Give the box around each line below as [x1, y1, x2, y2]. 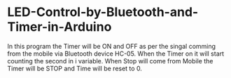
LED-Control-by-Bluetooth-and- [7, 4, 199, 20]
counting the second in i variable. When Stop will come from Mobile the [7, 56, 213, 65]
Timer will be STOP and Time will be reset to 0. [7, 64, 142, 72]
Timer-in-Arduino [7, 19, 112, 35]
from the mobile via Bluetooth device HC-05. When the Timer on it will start [7, 49, 225, 58]
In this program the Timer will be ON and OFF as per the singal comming [7, 42, 216, 50]
